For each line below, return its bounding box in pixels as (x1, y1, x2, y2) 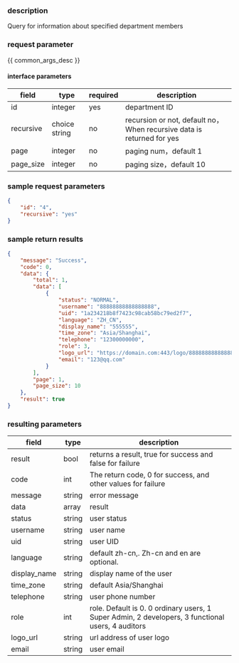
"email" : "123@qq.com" (58, 356, 126, 363)
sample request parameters (7, 181, 105, 191)
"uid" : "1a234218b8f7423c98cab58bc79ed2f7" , (58, 309, 193, 317)
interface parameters (7, 72, 72, 80)
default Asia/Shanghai (89, 580, 164, 590)
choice (51, 119, 75, 129)
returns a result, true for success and (89, 450, 213, 460)
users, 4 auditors (89, 621, 147, 631)
